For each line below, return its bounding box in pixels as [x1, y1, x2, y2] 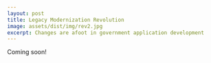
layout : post [7, 10, 45, 17]
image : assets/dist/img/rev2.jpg [7, 23, 103, 29]
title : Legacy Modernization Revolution [7, 16, 125, 23]
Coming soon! [7, 48, 47, 56]
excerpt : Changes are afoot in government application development [7, 29, 205, 36]
